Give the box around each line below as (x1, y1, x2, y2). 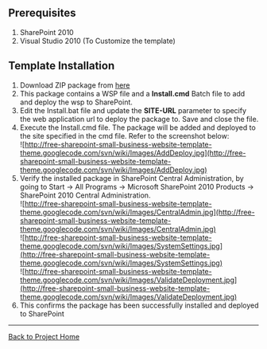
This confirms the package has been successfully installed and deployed (19, 300, 260, 310)
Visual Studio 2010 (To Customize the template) (19, 36, 176, 45)
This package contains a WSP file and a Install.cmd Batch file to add (19, 88, 246, 98)
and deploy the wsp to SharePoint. (19, 97, 133, 107)
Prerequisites (8, 6, 76, 20)
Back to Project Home (8, 331, 80, 341)
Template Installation (8, 59, 115, 73)
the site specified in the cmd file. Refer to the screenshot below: (19, 131, 230, 140)
